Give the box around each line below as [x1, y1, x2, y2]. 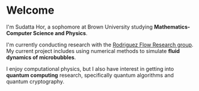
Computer [6, 29, 32, 36]
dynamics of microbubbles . [6, 54, 76, 61]
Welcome [6, 4, 55, 17]
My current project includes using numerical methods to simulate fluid [6, 47, 180, 54]
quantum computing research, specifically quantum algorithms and [6, 71, 174, 79]
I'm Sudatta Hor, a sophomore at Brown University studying [6, 23, 153, 30]
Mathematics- [153, 23, 191, 30]
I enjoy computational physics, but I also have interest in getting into [6, 65, 174, 72]
